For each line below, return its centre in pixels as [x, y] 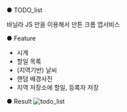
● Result [19, 101]
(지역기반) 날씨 [37, 70]
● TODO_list [24, 10]
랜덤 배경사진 [35, 79]
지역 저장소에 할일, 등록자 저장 [58, 87]
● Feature [21, 38]
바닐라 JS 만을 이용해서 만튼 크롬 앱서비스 [63, 24]
